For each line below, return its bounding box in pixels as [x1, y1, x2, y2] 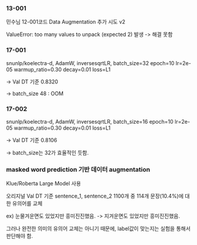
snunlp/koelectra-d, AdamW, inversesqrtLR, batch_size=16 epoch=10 [6, 118, 174, 125]
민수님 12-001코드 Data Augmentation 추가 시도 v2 [6, 18, 126, 25]
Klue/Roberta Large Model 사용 [6, 180, 81, 187]
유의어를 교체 [12, 200, 43, 207]
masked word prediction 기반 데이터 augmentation [6, 165, 150, 173]
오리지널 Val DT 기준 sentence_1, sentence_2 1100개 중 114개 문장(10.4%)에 [6, 192, 184, 199]
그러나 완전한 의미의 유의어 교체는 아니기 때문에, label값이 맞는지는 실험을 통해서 [6, 225, 191, 232]
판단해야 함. [6, 233, 34, 240]
